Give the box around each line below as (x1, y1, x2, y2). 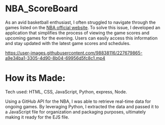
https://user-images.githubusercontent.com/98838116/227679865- (5, 50, 143, 56)
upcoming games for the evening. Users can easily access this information (5, 35, 158, 41)
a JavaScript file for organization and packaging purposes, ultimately (5, 109, 146, 115)
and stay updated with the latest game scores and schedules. (5, 40, 131, 46)
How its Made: (5, 73, 66, 84)
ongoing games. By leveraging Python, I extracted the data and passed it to (5, 103, 160, 109)
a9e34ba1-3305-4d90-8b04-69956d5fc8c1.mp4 (5, 55, 106, 61)
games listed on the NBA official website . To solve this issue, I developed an (5, 24, 161, 30)
